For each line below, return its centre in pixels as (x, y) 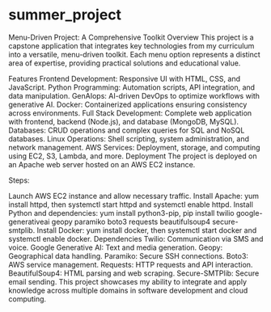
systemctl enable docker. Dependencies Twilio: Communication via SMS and (136, 238)
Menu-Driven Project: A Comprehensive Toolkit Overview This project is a (131, 37)
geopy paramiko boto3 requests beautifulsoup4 (131, 221)
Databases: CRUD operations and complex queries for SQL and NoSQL (127, 130)
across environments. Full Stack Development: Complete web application (130, 113)
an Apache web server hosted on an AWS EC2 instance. (102, 164)
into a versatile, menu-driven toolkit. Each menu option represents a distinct (134, 54)
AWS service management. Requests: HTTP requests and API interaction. (131, 264)
